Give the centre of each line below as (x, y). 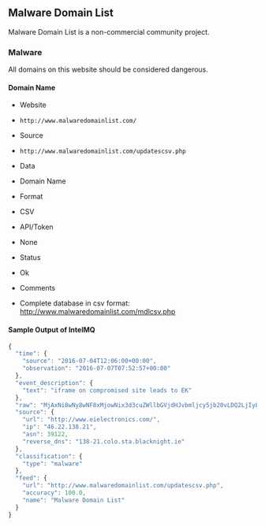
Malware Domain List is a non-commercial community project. (109, 31)
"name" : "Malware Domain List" (74, 500)
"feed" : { (31, 478)
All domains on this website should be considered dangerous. (108, 69)
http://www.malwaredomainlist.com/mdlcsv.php (97, 312)
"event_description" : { (54, 383)
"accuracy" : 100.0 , (54, 493)
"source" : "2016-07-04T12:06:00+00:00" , (90, 361)
